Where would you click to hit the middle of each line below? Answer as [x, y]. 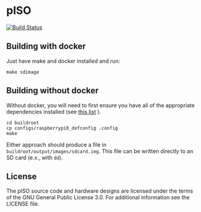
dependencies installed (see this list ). [54, 111]
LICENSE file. [23, 204]
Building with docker [46, 46]
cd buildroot [23, 123]
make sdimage [23, 72]
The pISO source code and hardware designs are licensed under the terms [100, 191]
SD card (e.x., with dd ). [35, 157]
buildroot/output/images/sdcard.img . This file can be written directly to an [100, 151]
